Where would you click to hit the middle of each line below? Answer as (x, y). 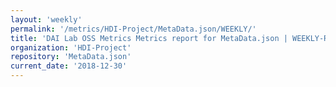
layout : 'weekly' (46, 19)
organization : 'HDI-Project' (71, 47)
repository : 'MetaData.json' (71, 57)
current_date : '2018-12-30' (69, 66)
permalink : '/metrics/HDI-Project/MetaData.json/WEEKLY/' (133, 29)
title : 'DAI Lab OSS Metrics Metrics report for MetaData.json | (149, 38)
